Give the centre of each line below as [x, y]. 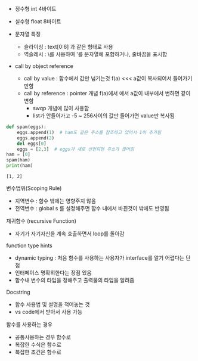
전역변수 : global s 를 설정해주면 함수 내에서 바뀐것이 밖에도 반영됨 [92, 208]
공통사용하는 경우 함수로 [43, 337]
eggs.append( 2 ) [36, 138]
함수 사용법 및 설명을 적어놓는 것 [52, 304]
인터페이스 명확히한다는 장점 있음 [53, 273]
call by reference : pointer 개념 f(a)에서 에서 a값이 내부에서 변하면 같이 [107, 93]
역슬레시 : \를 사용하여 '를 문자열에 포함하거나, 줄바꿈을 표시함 [95, 54]
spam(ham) [18, 160]
